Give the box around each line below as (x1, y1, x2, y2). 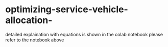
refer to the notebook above (5, 37, 64, 43)
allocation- (5, 14, 53, 26)
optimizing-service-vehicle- (5, 4, 129, 15)
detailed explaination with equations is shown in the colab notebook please (5, 31, 163, 37)
